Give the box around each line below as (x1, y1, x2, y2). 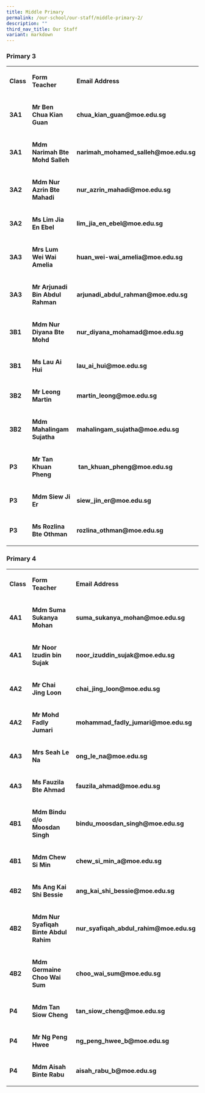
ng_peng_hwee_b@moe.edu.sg (76, 1036, 170, 1045)
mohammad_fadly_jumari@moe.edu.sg (76, 718, 192, 726)
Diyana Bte (32, 328, 65, 337)
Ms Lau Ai (32, 358, 62, 366)
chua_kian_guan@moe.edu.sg (76, 111, 167, 119)
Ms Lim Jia (32, 216, 64, 224)
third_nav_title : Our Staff (6, 26, 78, 32)
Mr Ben (32, 103, 54, 111)
